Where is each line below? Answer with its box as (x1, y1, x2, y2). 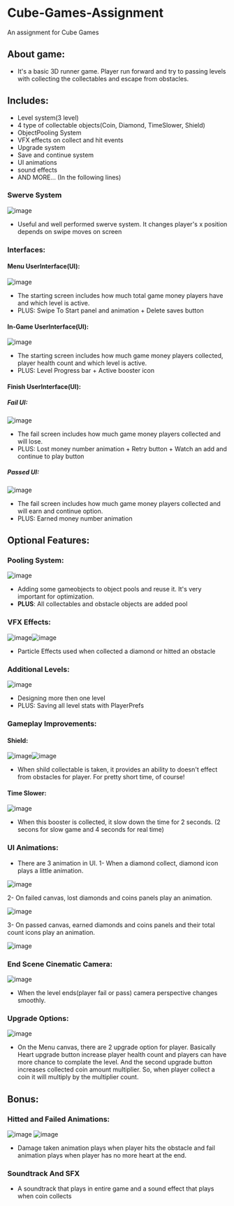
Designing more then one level (17, 694, 106, 702)
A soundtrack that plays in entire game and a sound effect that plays (17, 1184, 214, 1193)
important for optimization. (17, 592, 94, 601)
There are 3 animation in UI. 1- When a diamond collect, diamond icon (17, 858, 219, 867)
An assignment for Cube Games (7, 28, 99, 36)
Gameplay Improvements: (7, 718, 97, 728)
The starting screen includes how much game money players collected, (17, 352, 224, 360)
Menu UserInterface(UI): (7, 262, 80, 270)
